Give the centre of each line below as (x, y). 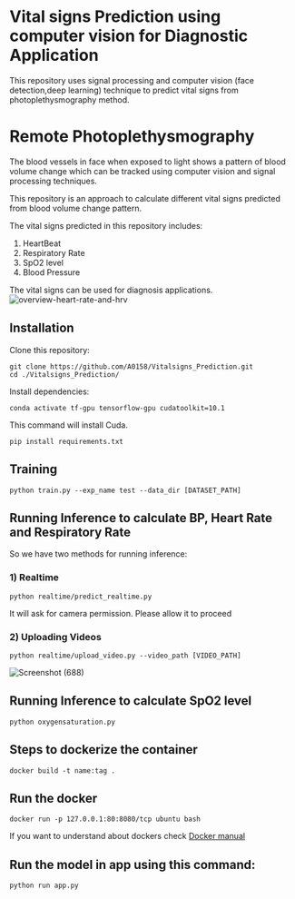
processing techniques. (54, 181)
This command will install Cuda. (69, 425)
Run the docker (54, 798)
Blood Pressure (51, 272)
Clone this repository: (50, 350)
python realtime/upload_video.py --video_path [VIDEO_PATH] (126, 656)
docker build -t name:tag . (63, 771)
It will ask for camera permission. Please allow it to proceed (121, 613)
